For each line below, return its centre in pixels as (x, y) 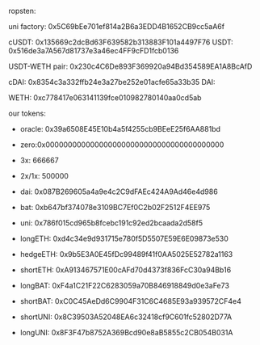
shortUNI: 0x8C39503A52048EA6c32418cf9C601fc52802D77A (126, 317)
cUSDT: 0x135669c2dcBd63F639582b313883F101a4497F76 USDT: (121, 42)
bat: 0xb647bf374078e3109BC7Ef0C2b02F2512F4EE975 (115, 207)
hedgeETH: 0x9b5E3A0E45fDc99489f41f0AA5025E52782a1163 (126, 254)
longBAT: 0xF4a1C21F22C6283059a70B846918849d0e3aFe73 (125, 286)
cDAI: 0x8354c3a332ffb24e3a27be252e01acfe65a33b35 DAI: (112, 82)
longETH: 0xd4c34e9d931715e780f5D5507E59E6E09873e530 (124, 238)
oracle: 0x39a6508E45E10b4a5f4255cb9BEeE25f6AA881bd (120, 129)
